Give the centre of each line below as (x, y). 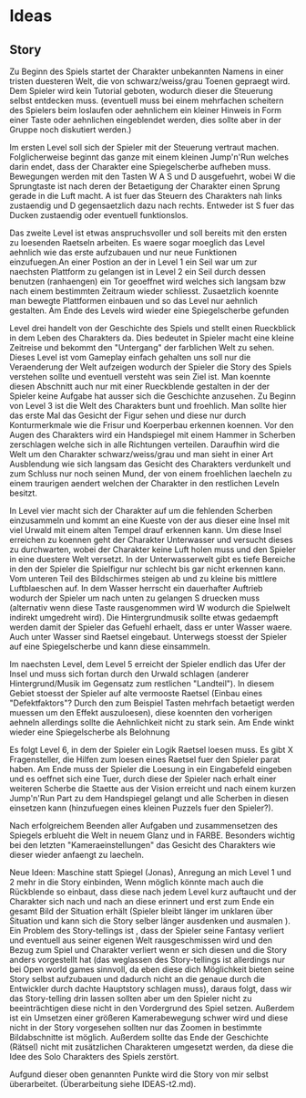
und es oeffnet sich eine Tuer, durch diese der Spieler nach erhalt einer (143, 779)
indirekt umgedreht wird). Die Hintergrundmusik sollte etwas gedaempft (144, 617)
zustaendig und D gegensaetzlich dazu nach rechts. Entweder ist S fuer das (152, 205)
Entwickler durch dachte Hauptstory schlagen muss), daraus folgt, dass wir (151, 988)
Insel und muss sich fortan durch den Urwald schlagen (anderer (129, 674)
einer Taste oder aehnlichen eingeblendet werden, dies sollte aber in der (146, 120)
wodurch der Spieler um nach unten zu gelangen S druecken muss (135, 598)
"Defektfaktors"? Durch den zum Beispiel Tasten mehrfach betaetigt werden (152, 703)
